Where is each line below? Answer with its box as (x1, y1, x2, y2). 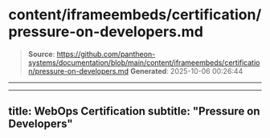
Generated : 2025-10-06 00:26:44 (129, 66, 243, 75)
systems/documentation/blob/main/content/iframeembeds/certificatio (27, 58, 260, 67)
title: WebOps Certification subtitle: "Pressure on (8, 104, 260, 118)
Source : (27, 49, 55, 59)
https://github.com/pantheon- (56, 49, 156, 59)
